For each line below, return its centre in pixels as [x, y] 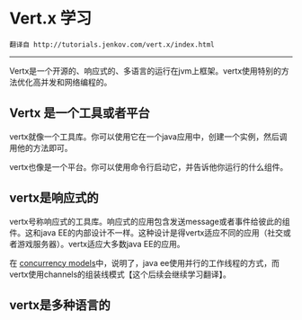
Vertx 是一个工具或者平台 [80, 113]
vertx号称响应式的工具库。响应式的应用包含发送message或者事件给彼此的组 [150, 221]
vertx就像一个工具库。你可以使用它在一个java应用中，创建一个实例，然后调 [148, 137]
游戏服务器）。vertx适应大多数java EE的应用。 [101, 244]
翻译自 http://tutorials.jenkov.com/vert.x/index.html [112, 44]
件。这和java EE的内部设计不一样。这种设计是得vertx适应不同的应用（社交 [146, 232]
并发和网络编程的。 [76, 82]
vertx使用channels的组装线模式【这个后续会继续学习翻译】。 [120, 274]
